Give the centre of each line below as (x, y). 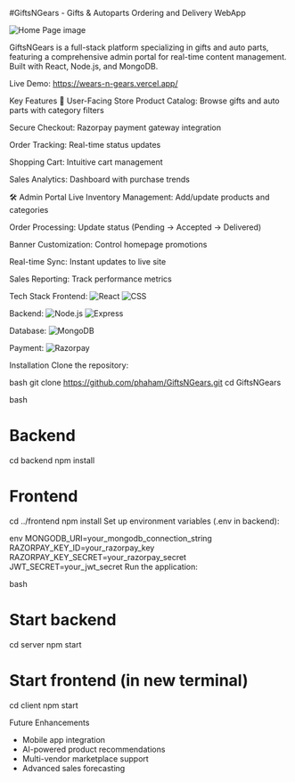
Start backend (63, 620)
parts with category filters (57, 110)
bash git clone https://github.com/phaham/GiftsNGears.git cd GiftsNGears (145, 383)
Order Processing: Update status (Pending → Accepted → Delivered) (135, 227)
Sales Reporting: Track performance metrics (90, 279)
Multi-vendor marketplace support (85, 758)
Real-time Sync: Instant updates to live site (88, 261)
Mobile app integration (63, 739)
